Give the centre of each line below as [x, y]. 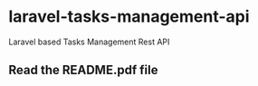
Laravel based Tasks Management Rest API [89, 42]
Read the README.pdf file [83, 70]
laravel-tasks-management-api [129, 17]
